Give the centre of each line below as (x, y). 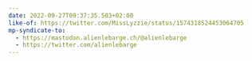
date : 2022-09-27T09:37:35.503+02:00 (71, 15)
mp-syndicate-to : (37, 30)
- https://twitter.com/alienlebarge (76, 45)
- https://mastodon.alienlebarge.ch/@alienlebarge (101, 38)
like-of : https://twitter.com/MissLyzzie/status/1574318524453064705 (126, 23)
